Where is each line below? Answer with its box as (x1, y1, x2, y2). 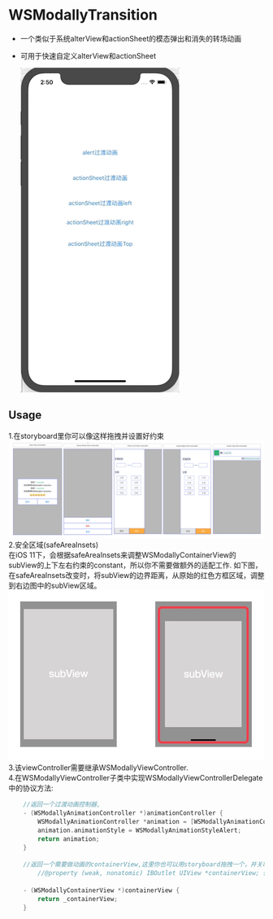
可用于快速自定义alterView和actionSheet (19, 50, 157, 60)
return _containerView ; (37, 895, 118, 903)
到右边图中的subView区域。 (8, 580, 102, 591)
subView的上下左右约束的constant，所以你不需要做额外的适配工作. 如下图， (8, 560, 262, 571)
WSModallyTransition (8, 6, 158, 24)
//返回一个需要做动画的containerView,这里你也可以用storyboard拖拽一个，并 (23, 860, 258, 869)
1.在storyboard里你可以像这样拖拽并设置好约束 (8, 431, 164, 440)
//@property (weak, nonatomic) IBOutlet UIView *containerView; (37, 869, 260, 877)
